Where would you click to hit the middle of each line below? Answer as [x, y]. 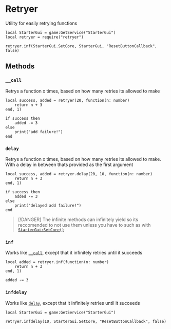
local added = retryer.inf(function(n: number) [57, 262]
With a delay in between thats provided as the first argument [69, 164]
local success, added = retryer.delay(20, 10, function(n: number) [79, 174]
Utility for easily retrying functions [41, 23]
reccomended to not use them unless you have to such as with [84, 225]
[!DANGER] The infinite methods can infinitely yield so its [78, 220]
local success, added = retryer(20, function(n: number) [68, 100]
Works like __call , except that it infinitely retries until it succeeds [74, 253]
